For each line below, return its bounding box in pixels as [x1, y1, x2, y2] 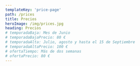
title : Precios [5, 16, 37, 21]
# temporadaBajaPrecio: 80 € [5, 35, 66, 40]
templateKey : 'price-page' [5, 7, 61, 12]
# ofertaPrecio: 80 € [5, 53, 50, 59]
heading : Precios [5, 26, 41, 31]
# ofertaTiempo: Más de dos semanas [5, 49, 81, 54]
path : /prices [5, 12, 35, 17]
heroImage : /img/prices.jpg [5, 21, 64, 26]
